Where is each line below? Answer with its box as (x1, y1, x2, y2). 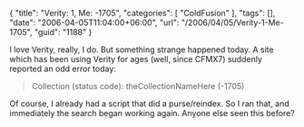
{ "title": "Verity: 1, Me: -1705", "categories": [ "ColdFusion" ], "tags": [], (9, 8, 276, 18)
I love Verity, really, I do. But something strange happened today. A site (9, 44, 274, 55)
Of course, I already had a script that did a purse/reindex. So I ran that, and (9, 98, 290, 109)
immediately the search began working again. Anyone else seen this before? (9, 108, 295, 118)
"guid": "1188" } (34, 27, 93, 37)
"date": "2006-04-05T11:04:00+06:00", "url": (9, 17, 180, 28)
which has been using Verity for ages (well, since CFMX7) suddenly (9, 54, 263, 64)
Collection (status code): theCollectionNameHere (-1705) (31, 81, 245, 91)
